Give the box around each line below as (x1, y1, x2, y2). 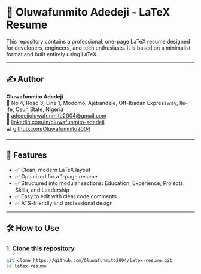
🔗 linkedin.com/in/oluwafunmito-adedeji (6, 118, 105, 125)
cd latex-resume (6, 263, 47, 269)
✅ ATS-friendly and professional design (14, 199, 113, 207)
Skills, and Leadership (14, 186, 70, 193)
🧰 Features (6, 150, 47, 161)
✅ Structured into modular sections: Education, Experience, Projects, (14, 179, 185, 187)
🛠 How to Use (6, 223, 60, 233)
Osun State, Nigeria (15, 106, 64, 113)
